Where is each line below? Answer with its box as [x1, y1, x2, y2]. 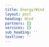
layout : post [5, 12, 32, 17]
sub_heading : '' [5, 30, 38, 35]
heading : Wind [5, 16, 34, 21]
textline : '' [5, 35, 32, 40]
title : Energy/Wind [5, 7, 45, 12]
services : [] [5, 25, 32, 30]
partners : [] [5, 21, 32, 26]
